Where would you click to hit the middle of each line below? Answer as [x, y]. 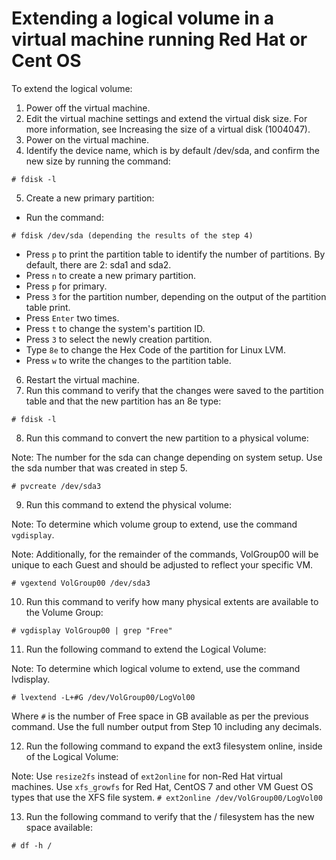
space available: [59, 827]
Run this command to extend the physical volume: [129, 504]
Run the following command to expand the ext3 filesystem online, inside [174, 746]
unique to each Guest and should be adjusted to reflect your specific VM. [162, 564]
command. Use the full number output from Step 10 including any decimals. [167, 726]
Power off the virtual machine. [88, 108]
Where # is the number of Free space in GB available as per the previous [160, 716]
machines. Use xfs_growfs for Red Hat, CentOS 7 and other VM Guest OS [162, 786]
